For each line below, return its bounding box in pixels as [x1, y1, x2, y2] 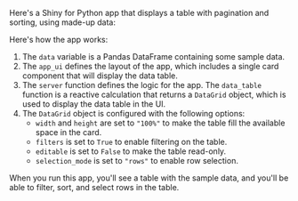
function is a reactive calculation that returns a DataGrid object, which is [21, 89, 286, 100]
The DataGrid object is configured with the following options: [21, 109, 246, 118]
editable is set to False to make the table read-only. [35, 146, 227, 157]
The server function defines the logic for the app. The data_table [21, 80, 262, 90]
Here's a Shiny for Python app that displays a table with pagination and [9, 8, 270, 18]
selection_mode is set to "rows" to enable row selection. [35, 156, 238, 165]
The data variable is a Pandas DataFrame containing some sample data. [21, 52, 286, 61]
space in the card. [35, 127, 102, 137]
